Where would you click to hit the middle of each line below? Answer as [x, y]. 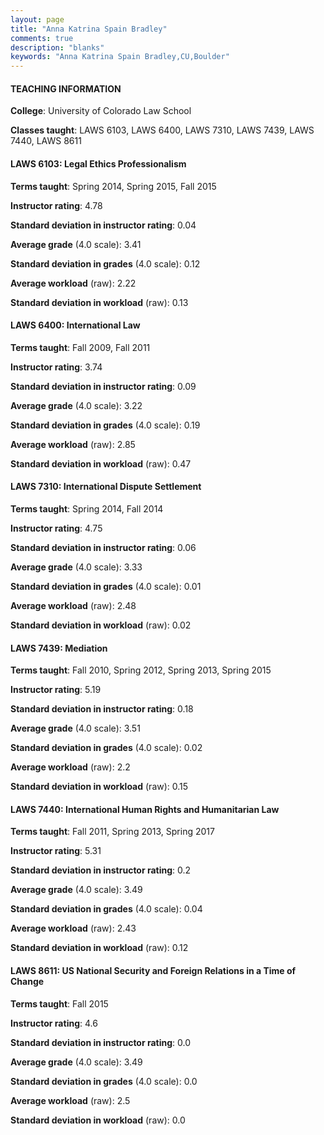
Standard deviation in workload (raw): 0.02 [101, 625]
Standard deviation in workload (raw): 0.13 [99, 302]
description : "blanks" [57, 47]
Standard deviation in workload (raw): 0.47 [101, 463]
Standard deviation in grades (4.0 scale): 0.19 [105, 425]
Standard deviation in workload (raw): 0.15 [99, 787]
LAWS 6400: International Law [75, 325]
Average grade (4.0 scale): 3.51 [75, 728]
